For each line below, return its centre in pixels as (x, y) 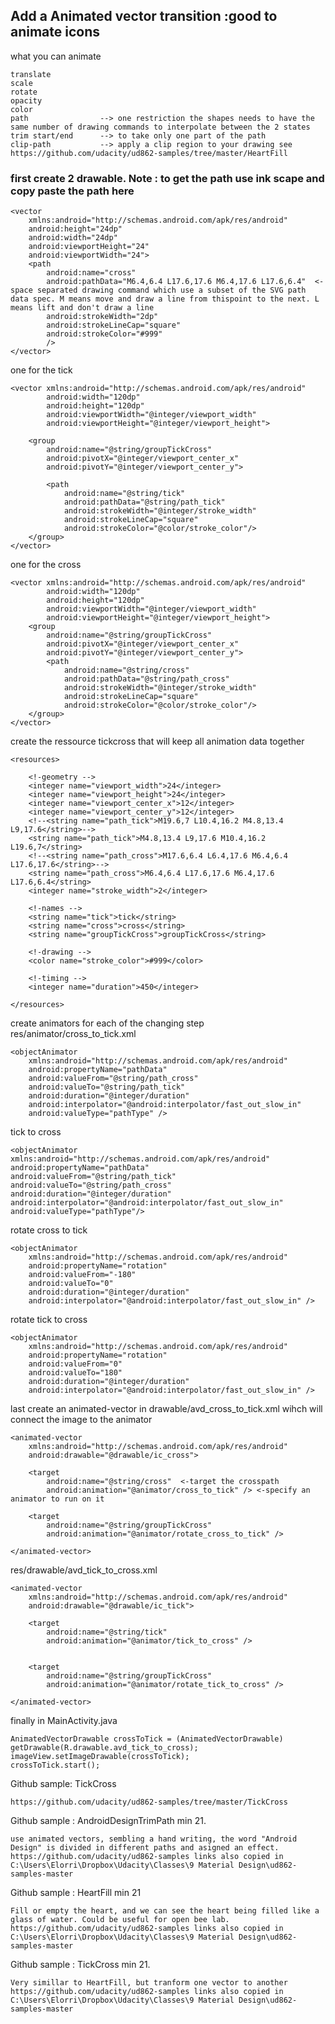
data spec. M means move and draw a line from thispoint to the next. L (165, 299)
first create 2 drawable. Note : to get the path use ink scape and (167, 178)
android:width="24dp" (73, 238)
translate (31, 74)
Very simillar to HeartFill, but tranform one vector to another (149, 1983)
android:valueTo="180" (75, 1373)
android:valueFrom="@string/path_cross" (113, 1079)
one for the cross (46, 565)
